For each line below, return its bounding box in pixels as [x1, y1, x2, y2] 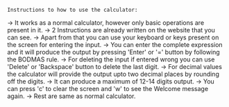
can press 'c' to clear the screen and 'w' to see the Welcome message [7, 85, 209, 93]
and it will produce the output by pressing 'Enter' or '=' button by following [7, 48, 220, 56]
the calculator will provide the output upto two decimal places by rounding [7, 70, 220, 78]
